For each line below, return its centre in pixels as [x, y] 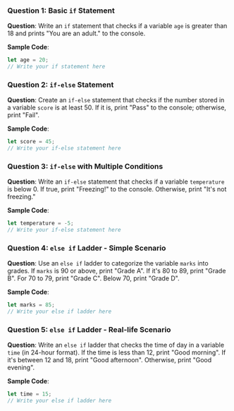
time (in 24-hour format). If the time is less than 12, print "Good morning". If [117, 352]
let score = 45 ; [31, 142]
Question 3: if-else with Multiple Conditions [85, 167]
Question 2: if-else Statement [61, 85]
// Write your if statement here [56, 67]
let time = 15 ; [30, 394]
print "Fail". [24, 115]
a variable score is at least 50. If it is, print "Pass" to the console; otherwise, [117, 107]
